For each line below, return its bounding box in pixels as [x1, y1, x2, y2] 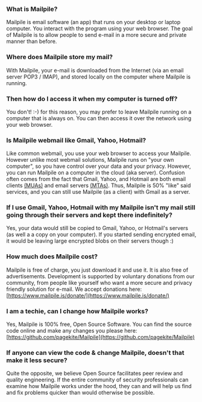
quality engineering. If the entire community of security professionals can [6, 376, 189, 383]
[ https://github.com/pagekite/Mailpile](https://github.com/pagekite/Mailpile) [6, 334, 195, 341]
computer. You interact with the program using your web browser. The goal [6, 25, 193, 32]
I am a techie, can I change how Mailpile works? [6, 307, 149, 315]
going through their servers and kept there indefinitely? [6, 211, 173, 219]
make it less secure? [6, 356, 68, 364]
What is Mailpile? [6, 5, 58, 13]
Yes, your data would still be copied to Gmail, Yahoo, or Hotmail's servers [6, 225, 189, 232]
